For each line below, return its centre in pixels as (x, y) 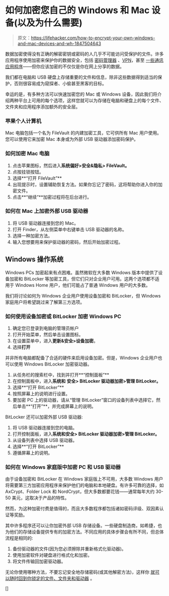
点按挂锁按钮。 (28, 172)
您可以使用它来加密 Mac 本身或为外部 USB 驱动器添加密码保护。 (72, 139)
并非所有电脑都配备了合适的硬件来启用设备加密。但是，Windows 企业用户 (81, 357)
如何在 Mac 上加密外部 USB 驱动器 (47, 211)
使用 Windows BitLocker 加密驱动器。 (53, 364)
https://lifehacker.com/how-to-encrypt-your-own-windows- (93, 38)
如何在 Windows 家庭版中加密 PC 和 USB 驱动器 (63, 467)
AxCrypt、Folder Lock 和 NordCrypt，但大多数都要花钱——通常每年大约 (80, 492)
